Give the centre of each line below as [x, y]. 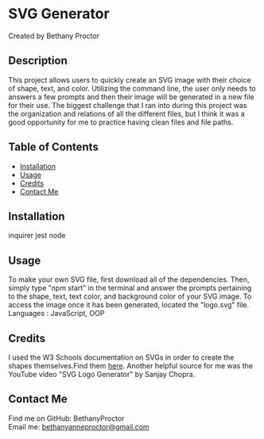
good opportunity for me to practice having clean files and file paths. [121, 122]
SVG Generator [59, 14]
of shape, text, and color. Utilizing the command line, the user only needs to [132, 88]
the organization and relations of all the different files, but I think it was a [126, 114]
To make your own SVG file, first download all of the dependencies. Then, [129, 279]
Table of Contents [54, 147]
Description [38, 61]
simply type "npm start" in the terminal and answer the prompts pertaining [130, 288]
